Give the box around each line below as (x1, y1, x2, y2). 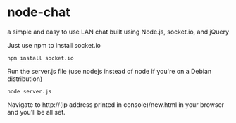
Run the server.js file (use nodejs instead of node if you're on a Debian (7, 67, 212, 75)
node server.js (7, 88, 52, 95)
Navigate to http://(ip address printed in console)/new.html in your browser (7, 100, 224, 109)
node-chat (7, 4, 70, 20)
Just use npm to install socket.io (7, 41, 101, 49)
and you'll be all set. (7, 108, 66, 116)
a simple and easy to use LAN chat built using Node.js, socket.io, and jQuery (7, 27, 230, 36)
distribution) (7, 75, 43, 83)
